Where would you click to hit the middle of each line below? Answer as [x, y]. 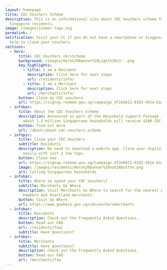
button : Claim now [37, 158]
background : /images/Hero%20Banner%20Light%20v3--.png [76, 61]
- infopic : [21, 135]
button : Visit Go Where [43, 200]
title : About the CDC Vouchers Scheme [58, 112]
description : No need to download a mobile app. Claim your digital [91, 149]
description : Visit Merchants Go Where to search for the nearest [88, 190]
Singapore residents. [32, 24]
